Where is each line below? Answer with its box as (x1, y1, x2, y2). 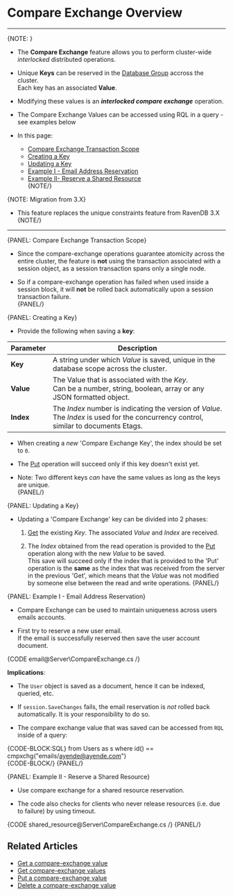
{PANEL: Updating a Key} (7, 501, 79, 510)
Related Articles (7, 840, 78, 852)
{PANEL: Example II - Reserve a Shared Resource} (7, 772, 150, 781)
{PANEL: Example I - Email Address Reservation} (7, 592, 146, 601)
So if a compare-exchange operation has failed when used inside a (17, 277, 209, 286)
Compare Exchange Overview (7, 5, 182, 21)
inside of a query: (17, 731, 68, 739)
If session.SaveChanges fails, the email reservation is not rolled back (17, 702, 210, 710)
